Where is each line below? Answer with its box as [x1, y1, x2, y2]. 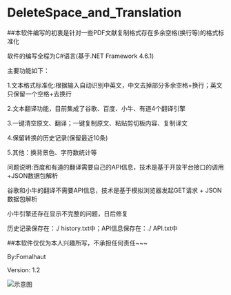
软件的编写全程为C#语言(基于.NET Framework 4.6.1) [7, 52, 154, 60]
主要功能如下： [7, 66, 50, 74]
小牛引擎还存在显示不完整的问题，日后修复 [7, 209, 128, 218]
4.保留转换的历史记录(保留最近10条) [7, 133, 108, 142]
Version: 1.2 [7, 265, 41, 274]
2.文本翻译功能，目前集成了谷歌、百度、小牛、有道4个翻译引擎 [7, 104, 186, 112]
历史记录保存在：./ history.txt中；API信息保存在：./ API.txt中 [7, 224, 178, 232]
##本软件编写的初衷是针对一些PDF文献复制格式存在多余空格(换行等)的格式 [7, 28, 219, 37]
